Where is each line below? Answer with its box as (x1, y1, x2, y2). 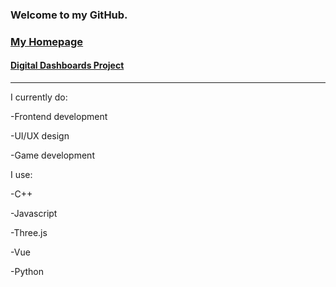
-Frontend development (10, 111, 108, 123)
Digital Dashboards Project (10, 59, 125, 72)
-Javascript (10, 208, 58, 220)
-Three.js (10, 227, 48, 239)
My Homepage (10, 34, 84, 48)
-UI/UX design (10, 130, 70, 142)
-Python (10, 266, 44, 278)
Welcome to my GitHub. (10, 8, 128, 22)
